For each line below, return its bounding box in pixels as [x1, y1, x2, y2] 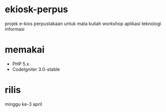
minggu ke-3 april [5, 101, 42, 107]
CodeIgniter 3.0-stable [12, 66, 60, 72]
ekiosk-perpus [5, 4, 68, 15]
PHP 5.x [12, 60, 29, 67]
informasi [5, 26, 25, 32]
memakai [5, 44, 45, 56]
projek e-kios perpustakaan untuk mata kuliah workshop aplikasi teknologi [5, 20, 161, 27]
